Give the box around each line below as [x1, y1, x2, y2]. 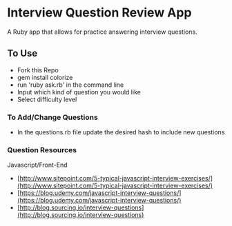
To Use [7, 48, 38, 59]
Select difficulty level [17, 95, 77, 103]
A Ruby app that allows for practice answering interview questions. [7, 28, 198, 36]
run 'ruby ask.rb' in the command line [17, 81, 124, 89]
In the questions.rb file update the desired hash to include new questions [17, 128, 225, 136]
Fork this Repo [17, 65, 59, 74]
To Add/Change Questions [7, 112, 98, 122]
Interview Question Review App [7, 5, 192, 21]
